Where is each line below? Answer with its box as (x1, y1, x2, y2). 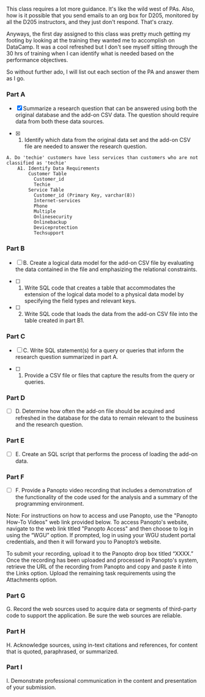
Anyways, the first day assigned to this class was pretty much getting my (6, 30, 191, 37)
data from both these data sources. (15, 118, 105, 125)
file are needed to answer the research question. (24, 143, 147, 150)
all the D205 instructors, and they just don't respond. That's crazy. (6, 18, 174, 25)
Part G (6, 591, 26, 600)
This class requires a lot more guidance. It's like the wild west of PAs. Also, (6, 6, 195, 12)
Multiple (33, 208, 56, 215)
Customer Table (28, 171, 67, 177)
